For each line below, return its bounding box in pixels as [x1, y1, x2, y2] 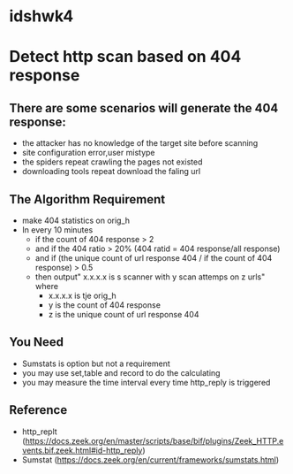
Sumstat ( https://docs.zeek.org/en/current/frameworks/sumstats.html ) [21, 454, 280, 465]
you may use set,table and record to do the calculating [21, 367, 221, 378]
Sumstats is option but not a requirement [21, 358, 170, 369]
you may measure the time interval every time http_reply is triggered [21, 377, 271, 387]
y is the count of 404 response [48, 300, 162, 310]
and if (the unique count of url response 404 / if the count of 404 [34, 253, 273, 263]
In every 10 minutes [21, 225, 94, 235]
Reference [9, 402, 68, 417]
